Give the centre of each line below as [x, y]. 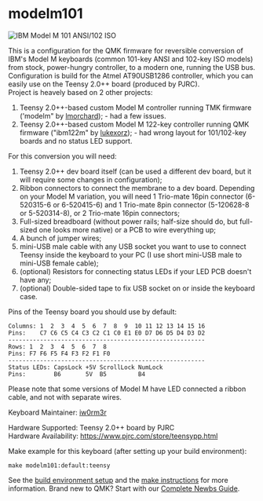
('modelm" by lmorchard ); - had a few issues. [93, 115]
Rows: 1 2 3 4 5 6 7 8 [58, 346]
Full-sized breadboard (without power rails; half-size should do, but [128, 221]
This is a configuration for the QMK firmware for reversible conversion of [126, 50]
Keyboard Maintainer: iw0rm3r [58, 412]
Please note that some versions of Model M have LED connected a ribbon [127, 389]
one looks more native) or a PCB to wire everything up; [128, 229]
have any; [35, 280]
